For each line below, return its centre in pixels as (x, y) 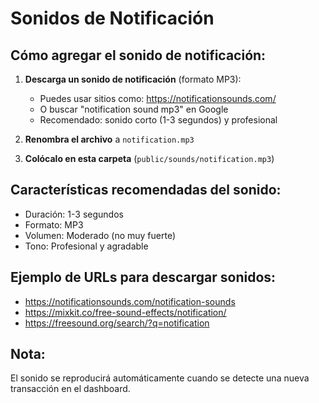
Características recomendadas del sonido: (146, 190)
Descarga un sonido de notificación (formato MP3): (133, 79)
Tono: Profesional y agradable (86, 246)
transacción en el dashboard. (70, 389)
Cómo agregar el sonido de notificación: (138, 55)
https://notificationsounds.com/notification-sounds (130, 301)
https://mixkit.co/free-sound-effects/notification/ (125, 312)
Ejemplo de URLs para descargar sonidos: (143, 277)
